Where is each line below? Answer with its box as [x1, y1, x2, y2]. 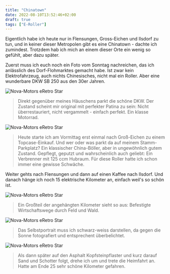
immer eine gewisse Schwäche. [17, 162, 85, 168]
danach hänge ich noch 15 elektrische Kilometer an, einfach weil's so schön [5, 177, 164, 183]
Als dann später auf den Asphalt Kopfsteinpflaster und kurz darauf [17, 253, 157, 259]
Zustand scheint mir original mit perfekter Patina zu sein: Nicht [17, 103, 149, 110]
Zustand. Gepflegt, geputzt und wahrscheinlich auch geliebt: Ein [17, 150, 153, 156]
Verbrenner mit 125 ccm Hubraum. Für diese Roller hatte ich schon [17, 156, 158, 162]
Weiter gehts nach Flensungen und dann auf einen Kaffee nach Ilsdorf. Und [5, 171, 163, 177]
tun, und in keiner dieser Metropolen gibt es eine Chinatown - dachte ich [5, 41, 157, 48]
